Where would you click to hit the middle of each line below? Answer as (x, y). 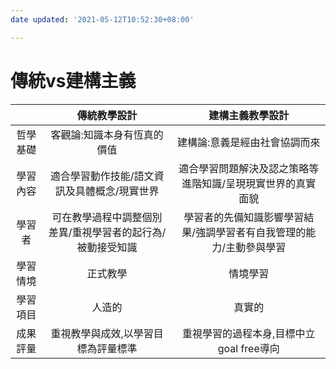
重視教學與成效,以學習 (102, 333)
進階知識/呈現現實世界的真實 (249, 183)
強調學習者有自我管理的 (251, 232)
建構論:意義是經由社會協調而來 (249, 142)
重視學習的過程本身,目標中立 (249, 333)
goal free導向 (248, 348)
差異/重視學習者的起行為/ (107, 232)
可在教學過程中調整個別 (107, 217)
